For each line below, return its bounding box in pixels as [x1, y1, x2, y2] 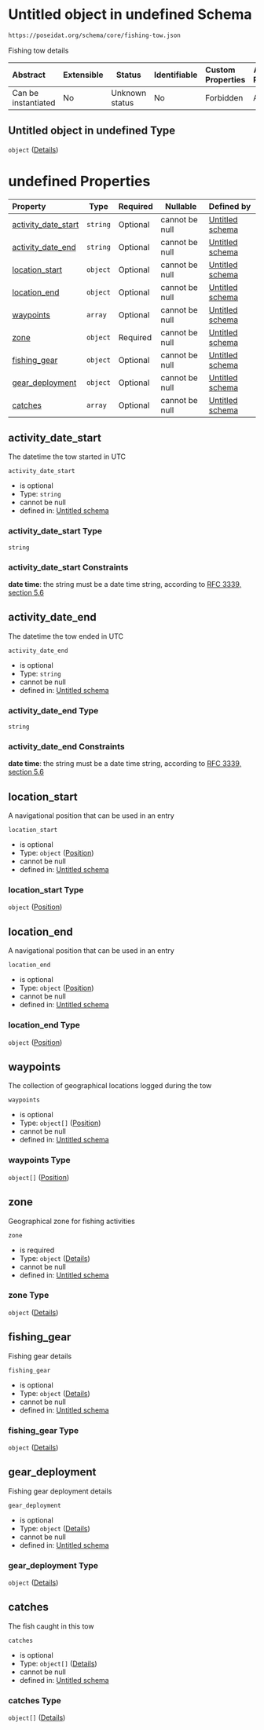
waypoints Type [8, 1155, 71, 1166]
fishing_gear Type [8, 1424, 79, 1435]
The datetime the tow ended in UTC [8, 631, 124, 641]
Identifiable [153, 69, 198, 80]
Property [12, 200, 46, 211]
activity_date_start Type [8, 526, 103, 537]
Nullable [164, 200, 197, 211]
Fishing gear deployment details [8, 1486, 112, 1496]
